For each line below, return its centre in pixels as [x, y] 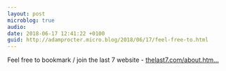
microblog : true [31, 20]
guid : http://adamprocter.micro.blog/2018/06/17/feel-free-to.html [108, 40]
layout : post [26, 14]
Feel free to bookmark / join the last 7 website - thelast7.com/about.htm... [113, 60]
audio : [17, 27]
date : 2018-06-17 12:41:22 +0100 [56, 33]
